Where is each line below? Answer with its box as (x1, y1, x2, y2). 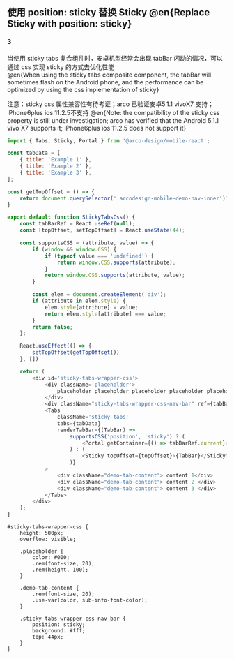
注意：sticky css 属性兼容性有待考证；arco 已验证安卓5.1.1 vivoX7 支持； (7, 100, 214, 108)
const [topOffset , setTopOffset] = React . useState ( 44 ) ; (19, 227, 186, 234)
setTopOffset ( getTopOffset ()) (32, 349, 120, 356)
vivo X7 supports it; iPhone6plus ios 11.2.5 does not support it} (7, 124, 187, 132)
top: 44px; (32, 634, 64, 641)
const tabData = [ (7, 149, 61, 157)
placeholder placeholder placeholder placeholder (56, 387, 204, 394)
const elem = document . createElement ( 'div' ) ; (32, 291, 167, 298)
